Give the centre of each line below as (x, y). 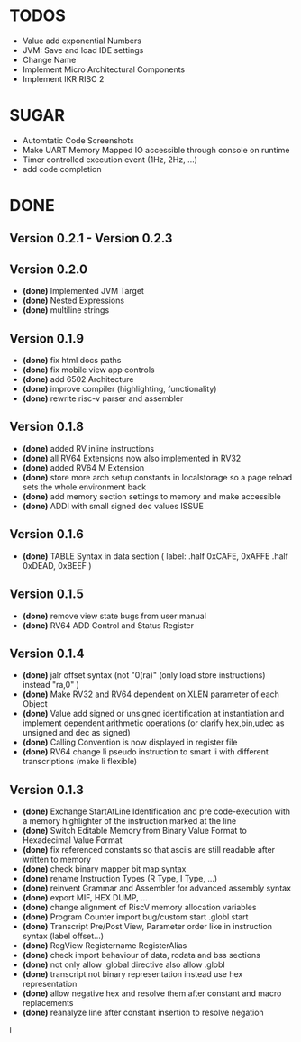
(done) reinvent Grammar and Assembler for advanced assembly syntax (156, 888)
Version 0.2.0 (49, 269)
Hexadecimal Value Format (73, 840)
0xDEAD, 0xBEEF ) (57, 565)
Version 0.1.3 (46, 790)
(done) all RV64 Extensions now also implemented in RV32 (132, 458)
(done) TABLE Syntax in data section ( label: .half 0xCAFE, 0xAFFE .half (155, 556)
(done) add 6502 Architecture (78, 379)
